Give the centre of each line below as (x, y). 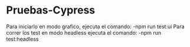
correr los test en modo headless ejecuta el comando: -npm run (84, 32)
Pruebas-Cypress (51, 10)
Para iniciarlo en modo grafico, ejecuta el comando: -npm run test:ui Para (95, 26)
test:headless (22, 39)
